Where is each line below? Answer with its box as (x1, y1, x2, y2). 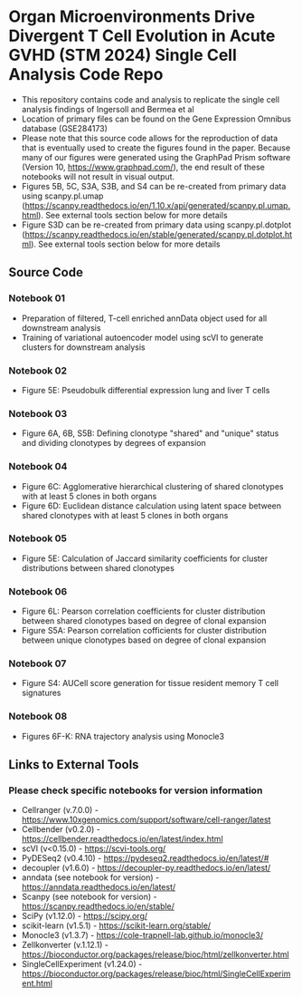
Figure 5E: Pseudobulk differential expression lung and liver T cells (21, 384, 270, 395)
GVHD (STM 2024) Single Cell (8, 45, 237, 65)
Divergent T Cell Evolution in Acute (8, 25, 276, 46)
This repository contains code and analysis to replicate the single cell (21, 93, 280, 105)
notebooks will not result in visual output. (21, 170, 175, 182)
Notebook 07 (8, 657, 67, 670)
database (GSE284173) (21, 122, 108, 133)
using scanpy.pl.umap (21, 190, 104, 201)
